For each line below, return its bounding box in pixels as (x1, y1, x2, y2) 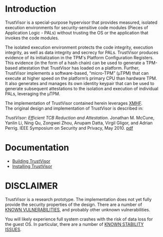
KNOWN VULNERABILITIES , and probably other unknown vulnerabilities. (5, 206, 150, 212)
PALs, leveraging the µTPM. (5, 91, 60, 97)
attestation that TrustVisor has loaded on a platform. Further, (18, 65, 140, 71)
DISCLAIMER (5, 181, 58, 191)
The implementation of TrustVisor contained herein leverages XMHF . (5, 100, 143, 106)
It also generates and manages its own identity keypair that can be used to (5, 80, 155, 86)
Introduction (5, 3, 56, 15)
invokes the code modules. (5, 35, 59, 41)
